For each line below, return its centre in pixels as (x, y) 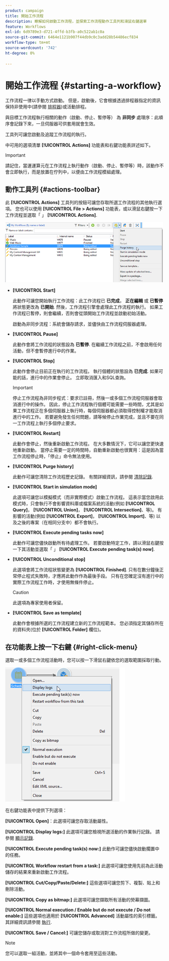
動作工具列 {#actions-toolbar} (53, 189)
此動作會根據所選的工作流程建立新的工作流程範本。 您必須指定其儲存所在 (88, 623)
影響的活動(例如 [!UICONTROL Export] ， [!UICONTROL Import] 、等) (83, 516)
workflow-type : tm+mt (28, 43)
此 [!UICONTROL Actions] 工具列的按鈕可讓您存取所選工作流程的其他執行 (81, 203)
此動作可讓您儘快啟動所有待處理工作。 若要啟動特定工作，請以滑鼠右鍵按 (88, 543)
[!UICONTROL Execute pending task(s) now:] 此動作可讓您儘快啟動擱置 (80, 849)
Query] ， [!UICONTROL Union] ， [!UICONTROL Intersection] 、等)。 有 (87, 510)
